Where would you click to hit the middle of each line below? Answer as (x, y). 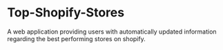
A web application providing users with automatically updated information (112, 32)
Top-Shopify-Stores (66, 13)
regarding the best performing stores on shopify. (77, 38)
